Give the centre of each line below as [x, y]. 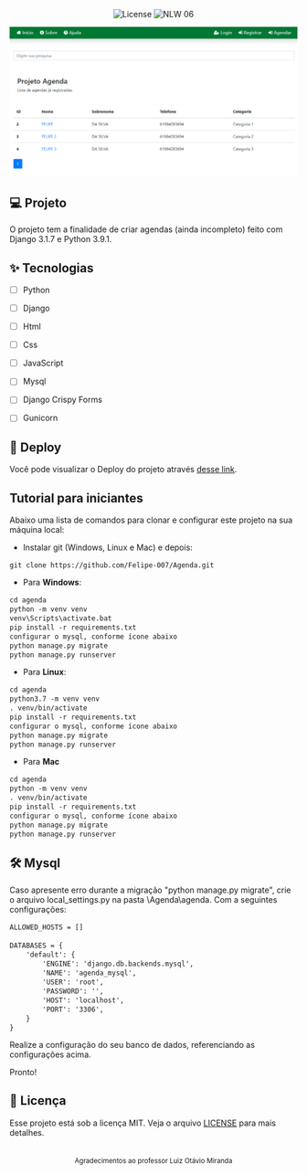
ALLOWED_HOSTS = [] [47, 927]
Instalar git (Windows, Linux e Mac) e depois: [108, 547]
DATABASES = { [37, 946]
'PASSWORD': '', [73, 991]
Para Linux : [44, 672]
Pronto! [23, 1072]
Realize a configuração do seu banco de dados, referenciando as [132, 1044]
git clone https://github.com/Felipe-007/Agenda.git [112, 566]
